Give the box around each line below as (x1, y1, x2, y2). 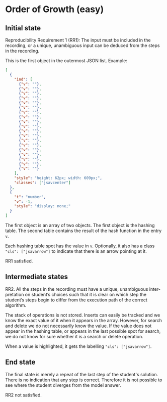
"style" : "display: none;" (14, 204, 71, 209)
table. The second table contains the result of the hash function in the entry (5, 228, 162, 234)
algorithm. (5, 302, 27, 308)
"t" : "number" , (14, 194, 46, 199)
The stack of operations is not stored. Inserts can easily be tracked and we (5, 312, 160, 318)
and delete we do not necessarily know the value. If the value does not (5, 323, 152, 329)
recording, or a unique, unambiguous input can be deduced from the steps (5, 42, 160, 49)
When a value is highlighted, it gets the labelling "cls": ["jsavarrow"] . (5, 343, 152, 349)
